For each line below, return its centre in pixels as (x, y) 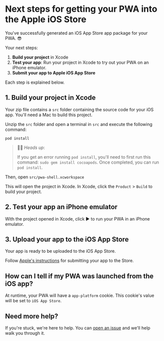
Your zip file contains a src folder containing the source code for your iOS (80, 109)
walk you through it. (25, 333)
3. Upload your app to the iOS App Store (67, 239)
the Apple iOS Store (46, 19)
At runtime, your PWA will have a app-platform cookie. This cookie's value (80, 295)
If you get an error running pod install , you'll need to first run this (84, 157)
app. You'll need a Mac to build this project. (49, 115)
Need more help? (32, 316)
